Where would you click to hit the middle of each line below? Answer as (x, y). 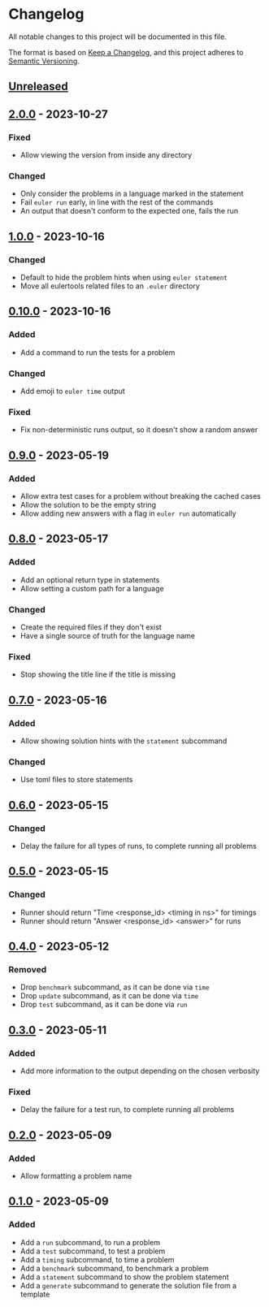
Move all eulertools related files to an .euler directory (110, 286)
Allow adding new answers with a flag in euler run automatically (128, 513)
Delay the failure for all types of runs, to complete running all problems (139, 846)
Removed (28, 969)
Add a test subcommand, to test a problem (93, 1251)
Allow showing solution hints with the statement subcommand (124, 741)
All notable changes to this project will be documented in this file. (118, 37)
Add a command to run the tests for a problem (98, 352)
